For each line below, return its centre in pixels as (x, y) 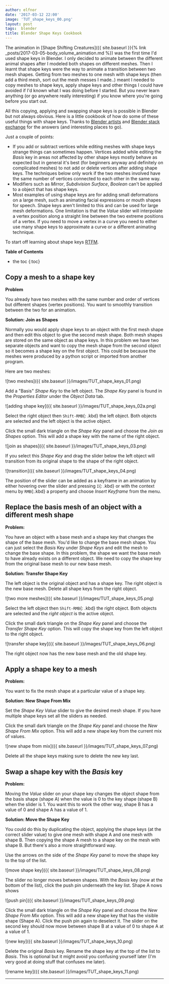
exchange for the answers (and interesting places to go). (64, 127)
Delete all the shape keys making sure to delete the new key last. (72, 756)
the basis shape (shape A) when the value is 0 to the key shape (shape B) (81, 799)
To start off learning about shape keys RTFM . (52, 242)
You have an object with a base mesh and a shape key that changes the (79, 537)
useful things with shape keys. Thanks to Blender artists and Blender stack (82, 122)
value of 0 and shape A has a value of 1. (47, 810)
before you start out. (26, 101)
